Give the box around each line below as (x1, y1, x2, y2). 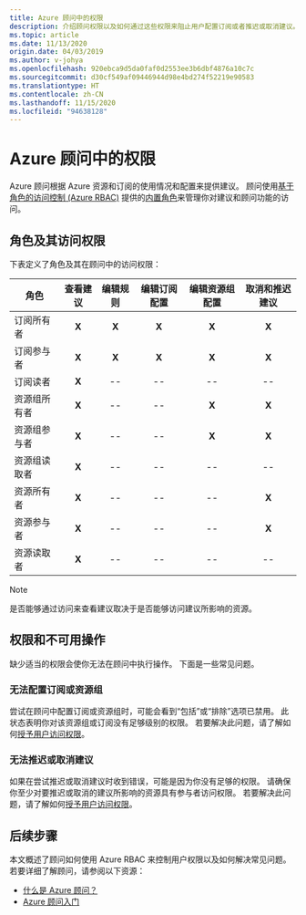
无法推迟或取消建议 (9, 754, 94, 766)
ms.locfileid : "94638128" (9, 107, 107, 116)
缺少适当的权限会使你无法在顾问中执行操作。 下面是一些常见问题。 (9, 658, 260, 669)
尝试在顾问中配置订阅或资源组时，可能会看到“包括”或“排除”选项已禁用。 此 (9, 706, 290, 717)
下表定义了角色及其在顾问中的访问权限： (9, 259, 161, 269)
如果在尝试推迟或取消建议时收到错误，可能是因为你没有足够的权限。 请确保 (9, 776, 291, 787)
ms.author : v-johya (9, 56, 84, 65)
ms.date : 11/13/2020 (9, 38, 88, 48)
